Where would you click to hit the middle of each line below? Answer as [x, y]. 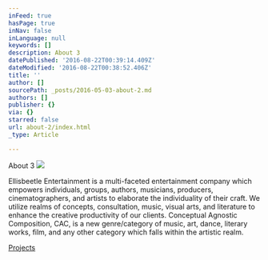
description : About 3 [44, 53]
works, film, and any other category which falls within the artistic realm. [126, 232]
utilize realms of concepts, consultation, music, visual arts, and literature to [132, 206]
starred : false [34, 120]
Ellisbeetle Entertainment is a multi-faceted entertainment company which [130, 181]
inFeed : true [30, 16]
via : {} [21, 113]
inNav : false [30, 30]
